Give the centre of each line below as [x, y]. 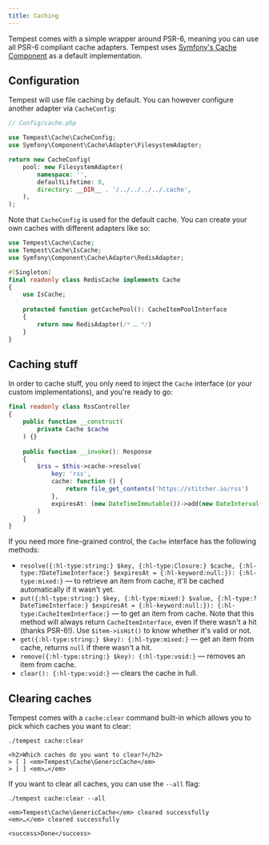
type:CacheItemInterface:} [65, 614]
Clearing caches [50, 698]
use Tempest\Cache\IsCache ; [55, 251]
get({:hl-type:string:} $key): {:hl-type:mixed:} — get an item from [137, 639]
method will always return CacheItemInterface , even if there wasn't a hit [138, 622]
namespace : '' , [62, 174]
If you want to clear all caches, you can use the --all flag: [104, 784]
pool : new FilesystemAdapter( [73, 167]
